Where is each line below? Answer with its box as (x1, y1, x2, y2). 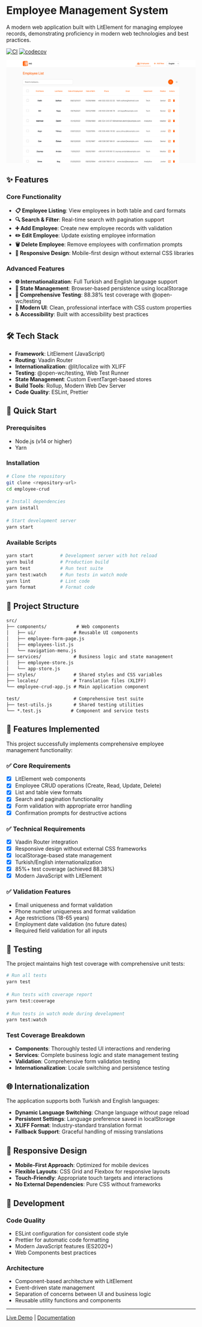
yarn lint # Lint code (6, 578, 90, 584)
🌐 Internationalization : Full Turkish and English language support (14, 278, 177, 286)
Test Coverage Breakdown (6, 1031, 85, 1040)
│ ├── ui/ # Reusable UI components (6, 630, 138, 636)
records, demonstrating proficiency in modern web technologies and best (6, 29, 189, 37)
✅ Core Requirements (6, 761, 71, 770)
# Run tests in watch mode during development (6, 1011, 125, 1017)
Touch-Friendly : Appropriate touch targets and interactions (14, 1174, 164, 1181)
